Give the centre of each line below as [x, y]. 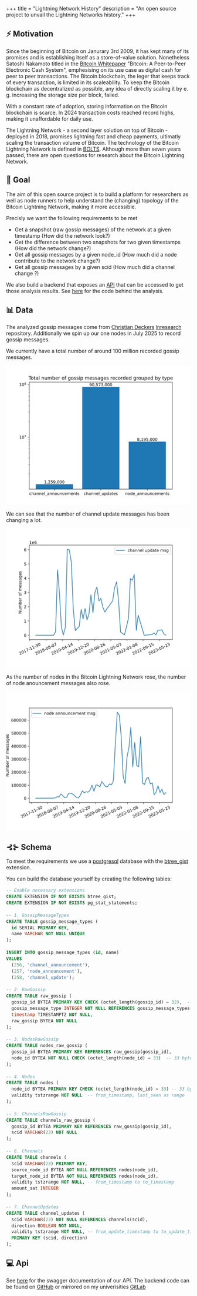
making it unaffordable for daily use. [50, 119]
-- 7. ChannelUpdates [33, 1207]
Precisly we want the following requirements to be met [72, 218]
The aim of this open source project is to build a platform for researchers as [97, 194]
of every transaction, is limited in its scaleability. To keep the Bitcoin [88, 82]
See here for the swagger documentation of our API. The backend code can [98, 1280]
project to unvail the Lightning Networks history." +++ [71, 15]
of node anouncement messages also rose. [58, 683]
